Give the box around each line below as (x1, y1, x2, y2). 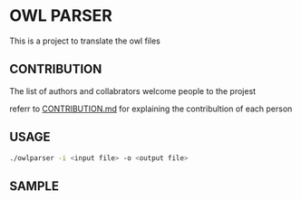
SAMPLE (9, 178, 59, 194)
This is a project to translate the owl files (9, 35, 160, 46)
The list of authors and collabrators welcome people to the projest (9, 85, 257, 96)
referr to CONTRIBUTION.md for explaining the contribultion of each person (9, 103, 293, 114)
